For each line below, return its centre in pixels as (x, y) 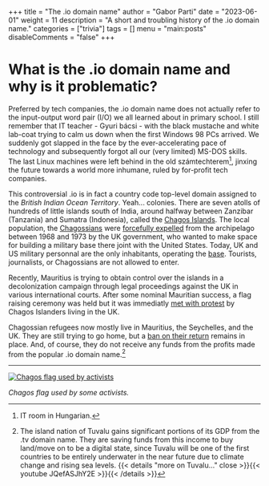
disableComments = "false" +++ (62, 37)
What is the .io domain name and (119, 69)
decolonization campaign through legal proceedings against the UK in (123, 286)
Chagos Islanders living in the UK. (64, 311)
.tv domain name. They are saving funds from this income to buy (126, 439)
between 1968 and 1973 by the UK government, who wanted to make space (133, 237)
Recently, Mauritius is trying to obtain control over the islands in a (116, 277)
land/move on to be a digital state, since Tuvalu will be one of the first (134, 448)
